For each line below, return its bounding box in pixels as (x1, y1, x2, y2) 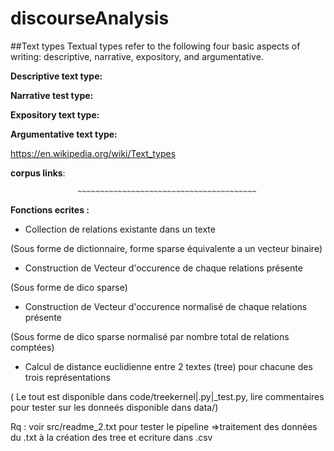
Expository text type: (10, 108, 100, 121)
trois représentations (24, 371, 111, 383)
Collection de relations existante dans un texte (24, 223, 216, 235)
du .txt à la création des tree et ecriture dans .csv (10, 431, 213, 443)
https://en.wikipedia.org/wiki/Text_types (10, 147, 177, 159)
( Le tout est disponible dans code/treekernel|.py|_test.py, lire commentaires (10, 390, 325, 402)
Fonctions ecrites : (10, 203, 90, 216)
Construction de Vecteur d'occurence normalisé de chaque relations (24, 300, 308, 312)
